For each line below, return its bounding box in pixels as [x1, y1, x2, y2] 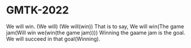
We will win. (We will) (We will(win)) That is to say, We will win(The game [6, 23, 184, 30]
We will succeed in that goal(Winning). [6, 35, 101, 42]
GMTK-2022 [6, 4, 70, 17]
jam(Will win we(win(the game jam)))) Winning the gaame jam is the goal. [6, 29, 186, 36]
